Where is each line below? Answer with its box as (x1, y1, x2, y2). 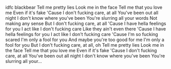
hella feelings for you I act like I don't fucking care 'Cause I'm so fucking (5, 31, 158, 37)
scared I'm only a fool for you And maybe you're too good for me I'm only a (5, 37, 164, 43)
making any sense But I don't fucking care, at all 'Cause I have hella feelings (5, 20, 166, 26)
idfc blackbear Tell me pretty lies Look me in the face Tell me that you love (5, 5, 163, 10)
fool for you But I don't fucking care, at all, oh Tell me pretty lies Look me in (5, 42, 164, 48)
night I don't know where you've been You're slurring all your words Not (5, 15, 158, 21)
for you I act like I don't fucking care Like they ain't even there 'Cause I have (5, 26, 166, 32)
